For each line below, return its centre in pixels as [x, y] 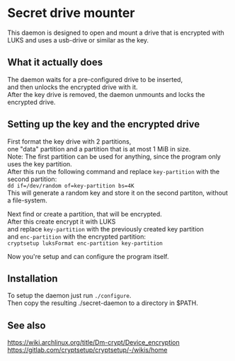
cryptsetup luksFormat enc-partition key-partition [85, 243]
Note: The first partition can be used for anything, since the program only [114, 156]
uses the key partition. [40, 164]
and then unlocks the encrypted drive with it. [73, 87]
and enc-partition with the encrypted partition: [77, 236]
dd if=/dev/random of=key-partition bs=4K [71, 185]
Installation [33, 279]
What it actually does [55, 63]
